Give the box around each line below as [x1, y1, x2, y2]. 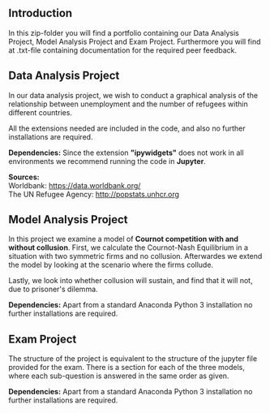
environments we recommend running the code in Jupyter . [8, 156, 207, 166]
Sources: [8, 172, 40, 182]
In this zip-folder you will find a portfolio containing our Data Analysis [8, 28, 239, 37]
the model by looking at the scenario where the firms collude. [8, 260, 213, 270]
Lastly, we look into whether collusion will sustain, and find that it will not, [8, 276, 253, 286]
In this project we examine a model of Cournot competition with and [8, 234, 239, 244]
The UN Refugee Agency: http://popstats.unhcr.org [8, 189, 180, 199]
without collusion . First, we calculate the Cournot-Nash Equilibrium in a [8, 243, 249, 252]
